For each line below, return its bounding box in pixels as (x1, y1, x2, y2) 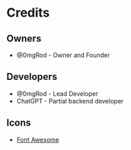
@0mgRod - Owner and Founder (16, 51, 110, 59)
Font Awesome (16, 135, 60, 144)
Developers (6, 71, 58, 83)
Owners (6, 33, 42, 44)
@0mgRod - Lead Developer (16, 89, 98, 98)
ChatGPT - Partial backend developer (16, 97, 124, 105)
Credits (6, 5, 50, 21)
